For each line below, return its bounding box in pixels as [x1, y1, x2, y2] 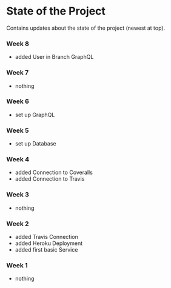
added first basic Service [15, 246, 78, 253]
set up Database [15, 140, 56, 147]
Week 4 [6, 155, 30, 164]
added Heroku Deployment [15, 239, 83, 247]
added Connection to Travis [15, 175, 85, 183]
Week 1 [6, 261, 29, 269]
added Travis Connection [15, 233, 79, 241]
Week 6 [6, 97, 29, 105]
